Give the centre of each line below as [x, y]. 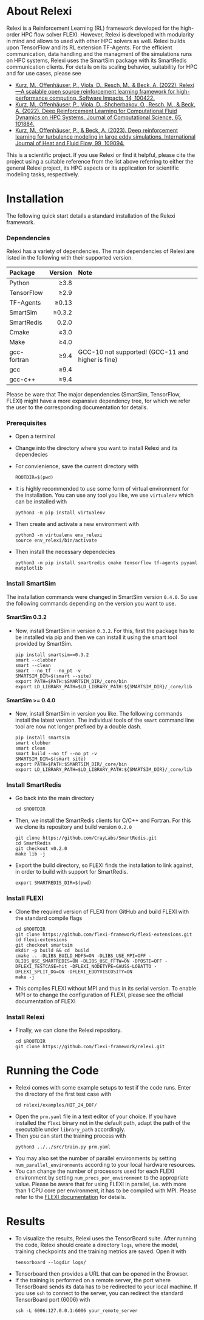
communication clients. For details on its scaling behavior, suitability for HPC [102, 67]
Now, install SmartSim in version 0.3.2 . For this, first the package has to [105, 631]
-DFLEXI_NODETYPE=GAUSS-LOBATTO [110, 966]
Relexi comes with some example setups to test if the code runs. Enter [103, 1087]
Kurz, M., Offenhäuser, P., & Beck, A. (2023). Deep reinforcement [96, 130]
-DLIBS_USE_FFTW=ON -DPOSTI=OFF [121, 961]
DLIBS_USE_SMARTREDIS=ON [46, 961]
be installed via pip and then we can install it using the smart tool [96, 637]
